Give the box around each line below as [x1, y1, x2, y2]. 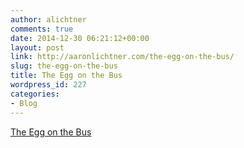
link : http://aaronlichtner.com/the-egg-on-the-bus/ [10, 52, 235, 62]
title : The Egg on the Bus [10, 71, 123, 81]
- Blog [10, 98, 38, 108]
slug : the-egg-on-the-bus [10, 61, 118, 71]
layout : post [10, 42, 65, 53]
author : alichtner [10, 14, 87, 25]
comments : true [10, 24, 74, 34]
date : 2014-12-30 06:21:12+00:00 [10, 33, 150, 43]
